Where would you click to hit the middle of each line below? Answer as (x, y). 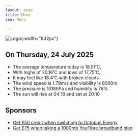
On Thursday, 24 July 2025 (50, 54)
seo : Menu (16, 19)
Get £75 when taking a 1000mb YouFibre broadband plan (73, 128)
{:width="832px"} (40, 38)
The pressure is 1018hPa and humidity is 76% (60, 89)
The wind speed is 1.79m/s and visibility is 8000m (65, 83)
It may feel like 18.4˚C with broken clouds (56, 78)
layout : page (19, 10)
